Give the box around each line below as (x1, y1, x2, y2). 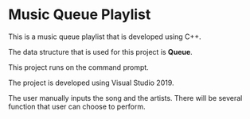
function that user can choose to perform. (8, 102, 146, 111)
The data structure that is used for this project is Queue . (8, 47, 193, 56)
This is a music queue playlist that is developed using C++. (8, 32, 201, 41)
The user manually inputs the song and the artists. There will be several (8, 93, 243, 102)
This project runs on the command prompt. (8, 62, 149, 72)
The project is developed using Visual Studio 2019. (8, 78, 174, 87)
